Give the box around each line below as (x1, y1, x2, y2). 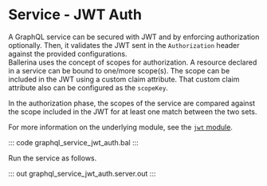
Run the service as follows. (8, 153, 97, 163)
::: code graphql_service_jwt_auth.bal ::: (8, 137, 139, 147)
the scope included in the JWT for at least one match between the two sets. (8, 106, 257, 117)
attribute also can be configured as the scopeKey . (8, 82, 169, 93)
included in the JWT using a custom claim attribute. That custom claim (8, 74, 240, 84)
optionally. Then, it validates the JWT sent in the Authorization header (8, 40, 241, 49)
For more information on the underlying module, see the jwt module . (8, 122, 234, 132)
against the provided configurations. (8, 49, 128, 58)
